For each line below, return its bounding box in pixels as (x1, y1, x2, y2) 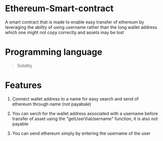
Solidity (17, 62, 33, 68)
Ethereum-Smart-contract (5, 3, 114, 14)
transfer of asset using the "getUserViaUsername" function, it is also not (12, 116, 158, 121)
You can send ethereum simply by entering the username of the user (12, 130, 151, 136)
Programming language (5, 47, 102, 58)
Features (5, 80, 42, 91)
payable (12, 121, 28, 127)
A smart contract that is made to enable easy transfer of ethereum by (5, 19, 144, 25)
